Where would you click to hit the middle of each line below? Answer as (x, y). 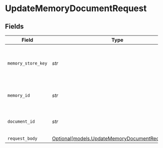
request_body (23, 139)
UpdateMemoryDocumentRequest (76, 8)
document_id (21, 122)
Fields (15, 26)
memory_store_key (27, 63)
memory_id (19, 95)
